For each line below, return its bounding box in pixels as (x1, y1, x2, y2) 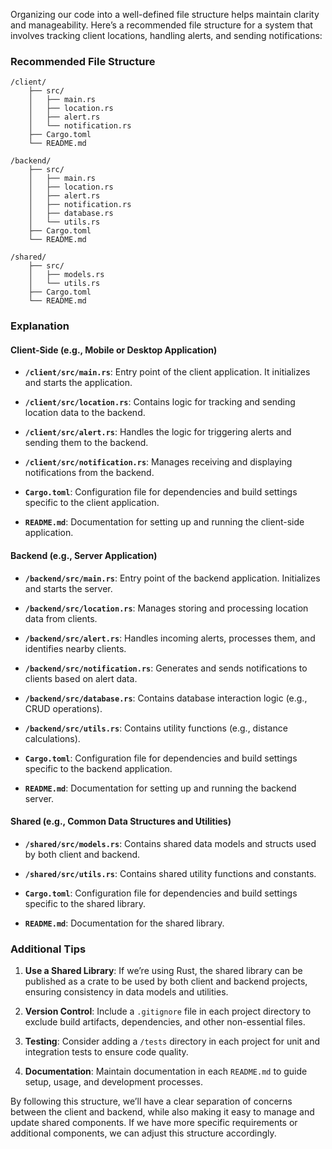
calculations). (24, 732, 81, 744)
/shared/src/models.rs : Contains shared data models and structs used (24, 837, 317, 849)
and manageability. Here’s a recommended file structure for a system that (10, 19, 313, 31)
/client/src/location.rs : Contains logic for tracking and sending (24, 396, 296, 408)
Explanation (10, 319, 70, 333)
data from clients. (24, 612, 98, 624)
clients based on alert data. (24, 672, 138, 684)
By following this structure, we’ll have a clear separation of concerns (10, 1095, 293, 1108)
